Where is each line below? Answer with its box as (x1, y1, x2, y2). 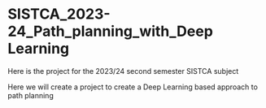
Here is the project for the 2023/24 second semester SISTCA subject (7, 66, 239, 76)
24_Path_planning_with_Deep (7, 22, 213, 41)
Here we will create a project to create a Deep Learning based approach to (7, 82, 258, 92)
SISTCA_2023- (7, 5, 111, 24)
